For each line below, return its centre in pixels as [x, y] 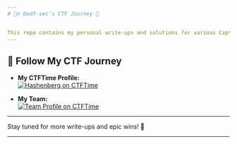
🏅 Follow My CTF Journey [65, 61]
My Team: [32, 99]
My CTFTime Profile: [48, 78]
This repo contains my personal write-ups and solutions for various [112, 32]
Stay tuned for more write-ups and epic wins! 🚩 [76, 126]
